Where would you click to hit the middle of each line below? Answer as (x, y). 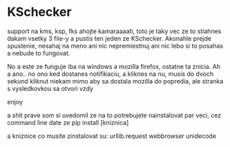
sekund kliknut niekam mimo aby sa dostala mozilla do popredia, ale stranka (115, 81)
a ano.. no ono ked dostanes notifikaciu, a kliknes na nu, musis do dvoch (111, 74)
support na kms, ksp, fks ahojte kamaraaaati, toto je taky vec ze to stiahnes (114, 31)
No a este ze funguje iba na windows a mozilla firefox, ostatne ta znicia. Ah (114, 66)
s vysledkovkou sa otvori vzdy (50, 88)
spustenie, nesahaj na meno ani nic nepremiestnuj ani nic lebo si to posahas (115, 46)
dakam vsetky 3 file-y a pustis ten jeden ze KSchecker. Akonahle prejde (109, 38)
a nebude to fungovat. (39, 53)
